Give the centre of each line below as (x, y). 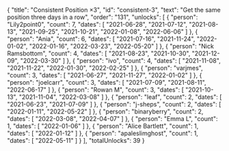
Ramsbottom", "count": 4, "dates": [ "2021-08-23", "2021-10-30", (99, 53)
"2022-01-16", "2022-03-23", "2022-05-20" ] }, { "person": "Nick (121, 46)
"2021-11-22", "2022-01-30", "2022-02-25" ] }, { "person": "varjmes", (105, 68)
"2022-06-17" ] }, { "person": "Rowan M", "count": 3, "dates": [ (96, 90)
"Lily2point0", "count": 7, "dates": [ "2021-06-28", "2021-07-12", (97, 24)
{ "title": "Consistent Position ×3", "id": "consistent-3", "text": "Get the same (114, 10)
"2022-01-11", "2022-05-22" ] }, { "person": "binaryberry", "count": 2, (105, 111)
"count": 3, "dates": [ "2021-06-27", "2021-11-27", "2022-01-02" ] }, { (105, 75)
